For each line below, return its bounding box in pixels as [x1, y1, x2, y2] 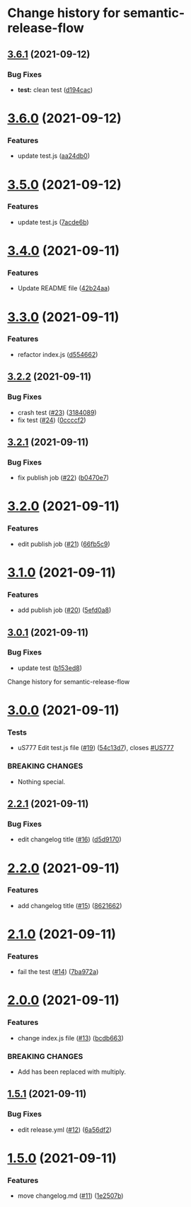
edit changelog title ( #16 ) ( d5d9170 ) [17, 835, 122, 844]
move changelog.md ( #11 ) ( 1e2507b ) [17, 1191, 124, 1200]
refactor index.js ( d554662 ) [17, 350, 98, 358]
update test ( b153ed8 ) [17, 664, 83, 672]
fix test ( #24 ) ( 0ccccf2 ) [17, 416, 86, 424]
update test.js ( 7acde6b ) [17, 217, 90, 226]
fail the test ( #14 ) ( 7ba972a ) [17, 968, 99, 976]
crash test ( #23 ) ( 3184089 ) [17, 408, 97, 416]
